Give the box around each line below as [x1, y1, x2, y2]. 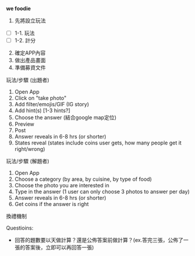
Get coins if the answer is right [14, 201, 89, 208]
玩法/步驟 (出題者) [6, 76, 50, 84]
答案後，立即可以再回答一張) [25, 244, 94, 251]
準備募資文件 [14, 64, 46, 71]
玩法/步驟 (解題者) [6, 158, 50, 165]
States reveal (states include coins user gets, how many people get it [14, 139, 182, 146]
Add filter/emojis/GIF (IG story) [14, 101, 89, 108]
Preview [14, 120, 35, 128]
